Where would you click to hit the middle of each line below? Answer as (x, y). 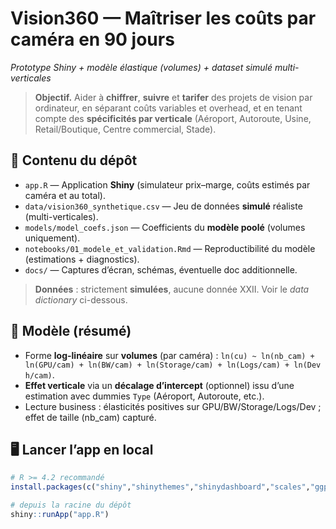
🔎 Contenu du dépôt (74, 160)
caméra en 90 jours (92, 39)
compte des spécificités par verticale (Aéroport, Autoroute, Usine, (173, 118)
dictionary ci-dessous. (81, 299)
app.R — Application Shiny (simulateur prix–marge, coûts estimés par (167, 184)
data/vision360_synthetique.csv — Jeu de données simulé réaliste (163, 206)
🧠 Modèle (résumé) (71, 331)
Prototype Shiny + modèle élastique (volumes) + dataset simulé (141, 67)
